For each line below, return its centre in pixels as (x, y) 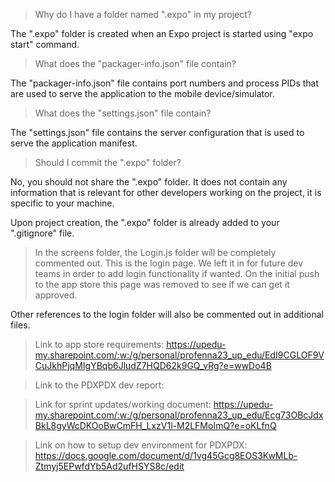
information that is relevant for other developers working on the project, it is (166, 192)
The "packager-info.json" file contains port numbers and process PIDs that (165, 83)
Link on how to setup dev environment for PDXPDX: (141, 445)
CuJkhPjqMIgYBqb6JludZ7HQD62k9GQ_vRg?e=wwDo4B (153, 365)
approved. (56, 295)
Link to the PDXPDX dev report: (99, 385)
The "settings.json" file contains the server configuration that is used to (157, 132)
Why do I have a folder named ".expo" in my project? (143, 14)
